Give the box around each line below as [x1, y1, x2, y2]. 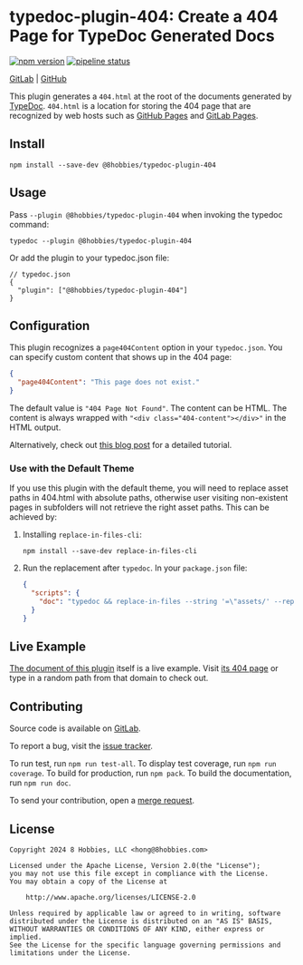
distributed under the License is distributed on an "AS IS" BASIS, [9, 917, 273, 926]
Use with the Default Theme [9, 462, 135, 474]
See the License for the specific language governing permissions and [9, 941, 281, 950]
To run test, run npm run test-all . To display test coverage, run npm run [9, 758, 278, 769]
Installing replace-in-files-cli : [22, 529, 142, 541]
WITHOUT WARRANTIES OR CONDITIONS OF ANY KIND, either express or [9, 925, 265, 934]
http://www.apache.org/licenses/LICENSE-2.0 [25, 893, 196, 902]
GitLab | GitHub [9, 73, 67, 83]
